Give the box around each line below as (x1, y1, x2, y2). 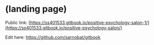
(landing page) (5, 3, 67, 15)
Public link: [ (5, 20, 31, 25)
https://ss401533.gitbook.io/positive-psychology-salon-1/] (30, 20, 150, 25)
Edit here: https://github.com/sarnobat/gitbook (5, 34, 101, 40)
